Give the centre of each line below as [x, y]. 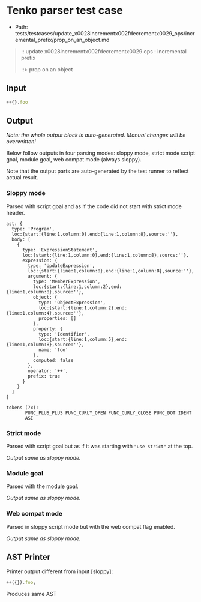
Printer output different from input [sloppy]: [59, 571]
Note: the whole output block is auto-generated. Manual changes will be [96, 135]
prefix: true [44, 376]
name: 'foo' [53, 350]
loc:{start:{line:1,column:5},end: [83, 339]
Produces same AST [31, 594]
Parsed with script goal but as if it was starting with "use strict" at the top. [100, 446]
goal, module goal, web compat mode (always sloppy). [74, 160]
